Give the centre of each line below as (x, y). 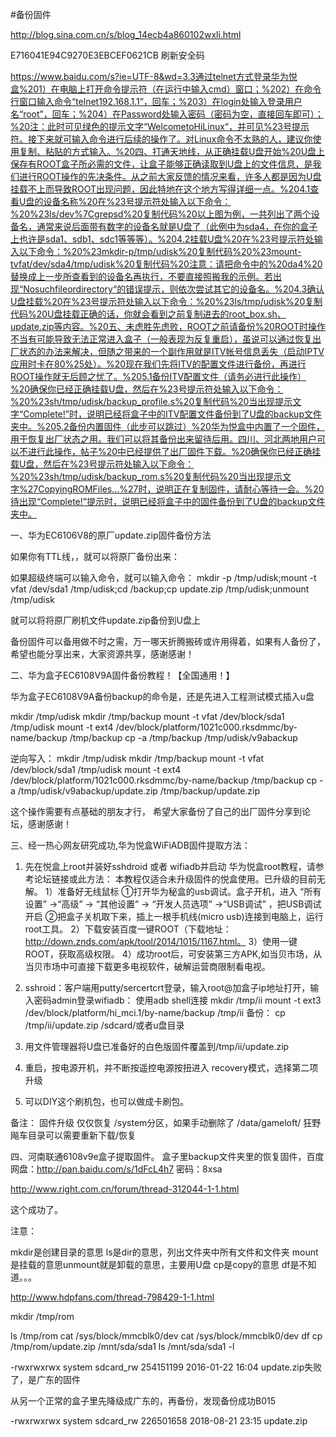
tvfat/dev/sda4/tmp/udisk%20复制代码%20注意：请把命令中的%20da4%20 (166, 264)
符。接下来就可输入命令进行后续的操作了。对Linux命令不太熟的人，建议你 (161, 139)
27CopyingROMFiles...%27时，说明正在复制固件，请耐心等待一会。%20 (176, 489)
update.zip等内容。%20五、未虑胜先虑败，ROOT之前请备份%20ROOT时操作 (168, 326)
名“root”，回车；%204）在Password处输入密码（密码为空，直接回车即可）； (167, 114)
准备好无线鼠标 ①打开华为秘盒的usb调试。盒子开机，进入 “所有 (189, 891)
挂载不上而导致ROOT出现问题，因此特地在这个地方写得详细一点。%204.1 (160, 189)
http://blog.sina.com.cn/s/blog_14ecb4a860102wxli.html (126, 34)
